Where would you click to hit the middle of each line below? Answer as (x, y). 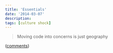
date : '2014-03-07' (25, 14)
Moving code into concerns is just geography (62, 37)
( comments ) (17, 46)
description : (18, 18)
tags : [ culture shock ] (28, 23)
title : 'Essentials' (26, 9)
